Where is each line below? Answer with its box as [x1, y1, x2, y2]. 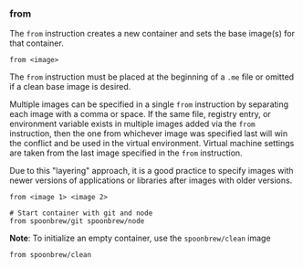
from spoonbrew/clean [9, 251, 92, 260]
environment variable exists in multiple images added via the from [9, 118, 256, 130]
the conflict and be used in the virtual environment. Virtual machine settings [9, 138, 295, 149]
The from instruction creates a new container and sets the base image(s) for [9, 28, 295, 39]
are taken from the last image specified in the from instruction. [9, 147, 244, 158]
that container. [9, 38, 64, 48]
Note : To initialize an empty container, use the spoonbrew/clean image [9, 232, 271, 244]
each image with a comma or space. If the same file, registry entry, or [9, 109, 271, 120]
